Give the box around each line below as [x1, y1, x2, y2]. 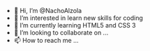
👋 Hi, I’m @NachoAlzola [13, 7, 82, 14]
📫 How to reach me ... [13, 37, 79, 44]
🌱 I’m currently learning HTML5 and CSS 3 [13, 21, 136, 29]
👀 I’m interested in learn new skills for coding [13, 14, 143, 22]
